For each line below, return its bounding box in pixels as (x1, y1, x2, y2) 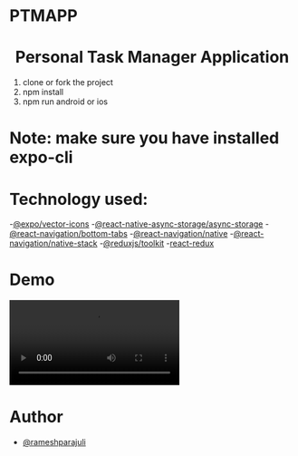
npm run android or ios (22, 96, 109, 107)
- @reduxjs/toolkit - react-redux (99, 238, 215, 249)
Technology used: (9, 189, 149, 209)
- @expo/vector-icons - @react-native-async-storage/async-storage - (9, 218, 270, 229)
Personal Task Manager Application (14, 47, 290, 68)
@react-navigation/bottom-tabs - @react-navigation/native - (9, 228, 234, 239)
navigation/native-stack (9, 238, 98, 249)
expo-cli (9, 147, 73, 168)
